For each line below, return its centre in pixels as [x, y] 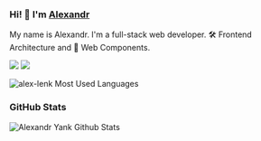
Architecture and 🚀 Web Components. [80, 48]
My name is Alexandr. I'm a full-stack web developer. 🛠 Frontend [131, 34]
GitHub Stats [38, 108]
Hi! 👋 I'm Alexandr [50, 14]
